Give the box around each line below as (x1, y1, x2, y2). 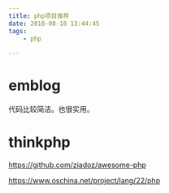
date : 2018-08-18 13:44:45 (8, 19, 100, 28)
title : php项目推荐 (8, 11, 70, 20)
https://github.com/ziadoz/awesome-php (8, 160, 146, 170)
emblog (8, 76, 61, 95)
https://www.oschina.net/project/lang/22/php (8, 176, 161, 186)
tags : (8, 27, 27, 35)
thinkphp (8, 133, 71, 152)
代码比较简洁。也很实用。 (8, 105, 94, 114)
